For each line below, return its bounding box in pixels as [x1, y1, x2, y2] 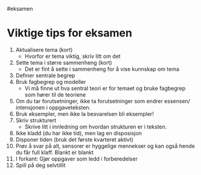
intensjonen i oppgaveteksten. [15, 104, 91, 111]
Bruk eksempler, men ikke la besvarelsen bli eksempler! [15, 110, 155, 117]
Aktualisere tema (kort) [15, 46, 73, 53]
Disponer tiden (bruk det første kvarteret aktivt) [15, 136, 134, 143]
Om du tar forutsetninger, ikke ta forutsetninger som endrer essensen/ [15, 97, 191, 104]
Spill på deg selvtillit [15, 161, 66, 168]
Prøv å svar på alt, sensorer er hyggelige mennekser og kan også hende [15, 142, 195, 150]
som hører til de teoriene [24, 91, 86, 98]
